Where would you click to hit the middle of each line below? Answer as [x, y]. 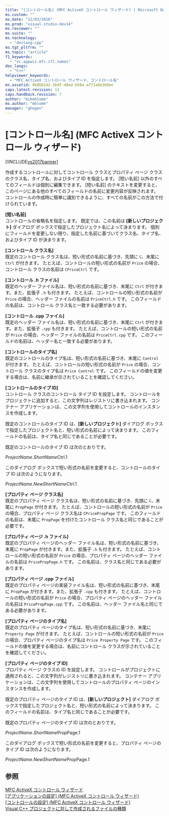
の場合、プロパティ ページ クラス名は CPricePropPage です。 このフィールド [83, 513]
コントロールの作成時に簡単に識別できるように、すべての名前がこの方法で [82, 197]
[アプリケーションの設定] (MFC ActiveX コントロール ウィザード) [72, 796]
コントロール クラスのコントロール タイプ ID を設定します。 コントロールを [83, 394]
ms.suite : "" [19, 33]
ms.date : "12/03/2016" [29, 19]
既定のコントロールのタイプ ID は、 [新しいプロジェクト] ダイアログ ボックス [84, 424]
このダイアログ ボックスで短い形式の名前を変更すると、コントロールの [78, 468]
